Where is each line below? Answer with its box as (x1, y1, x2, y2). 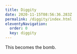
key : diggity (9, 30, 37, 35)
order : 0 (9, 26, 28, 31)
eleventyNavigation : (5, 21, 48, 26)
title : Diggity (5, 7, 37, 12)
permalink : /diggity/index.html (5, 16, 72, 21)
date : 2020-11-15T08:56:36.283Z (5, 12, 72, 17)
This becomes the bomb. (5, 44, 56, 50)
